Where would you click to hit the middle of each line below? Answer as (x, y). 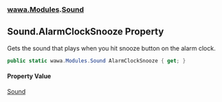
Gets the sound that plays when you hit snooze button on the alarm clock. (111, 48)
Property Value (29, 76)
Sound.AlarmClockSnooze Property (86, 32)
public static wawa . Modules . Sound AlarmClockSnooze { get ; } (97, 61)
